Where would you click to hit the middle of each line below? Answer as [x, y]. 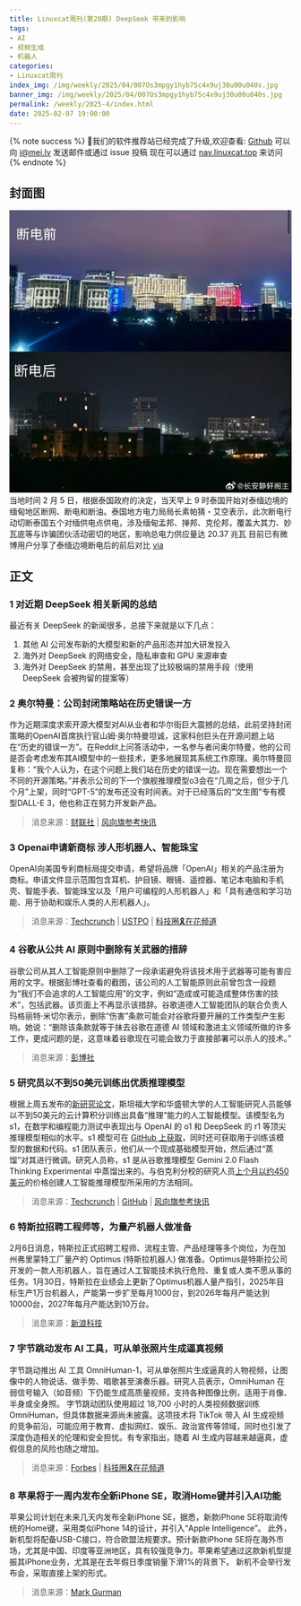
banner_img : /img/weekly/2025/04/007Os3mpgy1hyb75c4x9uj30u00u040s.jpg [146, 94]
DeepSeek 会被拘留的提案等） [78, 678]
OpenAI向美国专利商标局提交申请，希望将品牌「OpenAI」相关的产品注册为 [147, 869]
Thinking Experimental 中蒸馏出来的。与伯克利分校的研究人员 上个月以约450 [149, 1171]
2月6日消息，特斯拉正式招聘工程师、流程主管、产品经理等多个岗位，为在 [144, 1248]
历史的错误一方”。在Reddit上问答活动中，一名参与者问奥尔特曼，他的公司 [156, 747]
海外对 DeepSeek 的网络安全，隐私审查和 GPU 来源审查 [125, 655]
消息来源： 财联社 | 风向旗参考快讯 [94, 822]
